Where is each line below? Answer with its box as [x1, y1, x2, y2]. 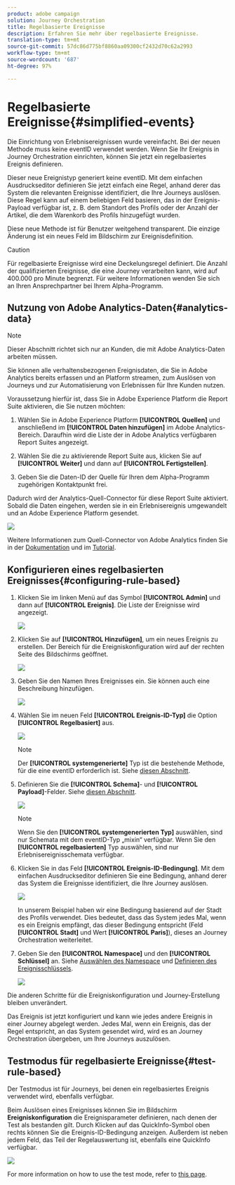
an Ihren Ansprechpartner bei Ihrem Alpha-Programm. [7, 281, 163, 290]
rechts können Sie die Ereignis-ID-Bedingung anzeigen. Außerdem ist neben [7, 1128, 228, 1136]
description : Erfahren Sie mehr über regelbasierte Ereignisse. [7, 30, 199, 37]
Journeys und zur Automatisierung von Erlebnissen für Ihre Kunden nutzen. [7, 381, 226, 390]
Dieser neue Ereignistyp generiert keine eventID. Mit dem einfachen [7, 173, 203, 181]
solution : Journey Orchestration [7, 17, 105, 24]
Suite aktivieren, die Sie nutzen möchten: [7, 402, 126, 411]
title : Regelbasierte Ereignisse [7, 23, 105, 30]
